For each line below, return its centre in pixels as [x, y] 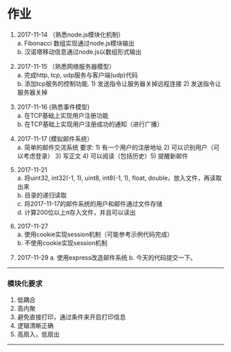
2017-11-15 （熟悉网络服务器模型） [66, 66]
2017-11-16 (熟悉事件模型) [53, 107]
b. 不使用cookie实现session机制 [62, 242]
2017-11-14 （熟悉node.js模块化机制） [70, 34]
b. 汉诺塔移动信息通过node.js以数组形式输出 [79, 52]
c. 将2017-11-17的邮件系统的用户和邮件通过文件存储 [90, 203]
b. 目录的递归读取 [42, 195]
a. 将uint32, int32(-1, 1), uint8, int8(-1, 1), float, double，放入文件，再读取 [119, 178]
